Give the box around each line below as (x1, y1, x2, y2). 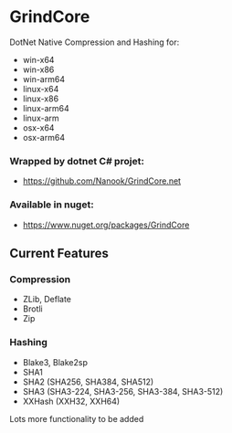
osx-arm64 (22, 132, 66, 143)
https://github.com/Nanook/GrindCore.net (22, 175, 181, 186)
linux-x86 (22, 93, 59, 104)
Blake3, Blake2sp (22, 356, 89, 367)
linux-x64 (22, 83, 59, 94)
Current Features (9, 245, 110, 261)
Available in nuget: (9, 198, 94, 211)
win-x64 (22, 54, 55, 65)
